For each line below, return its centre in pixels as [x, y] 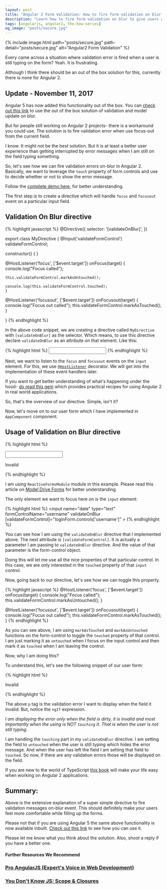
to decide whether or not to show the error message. [59, 176]
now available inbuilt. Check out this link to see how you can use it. [74, 828]
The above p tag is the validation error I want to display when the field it [78, 704]
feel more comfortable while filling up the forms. [54, 813]
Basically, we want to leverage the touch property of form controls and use [82, 171]
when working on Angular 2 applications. [47, 775]
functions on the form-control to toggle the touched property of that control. [83, 635]
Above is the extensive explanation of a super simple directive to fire [75, 803]
